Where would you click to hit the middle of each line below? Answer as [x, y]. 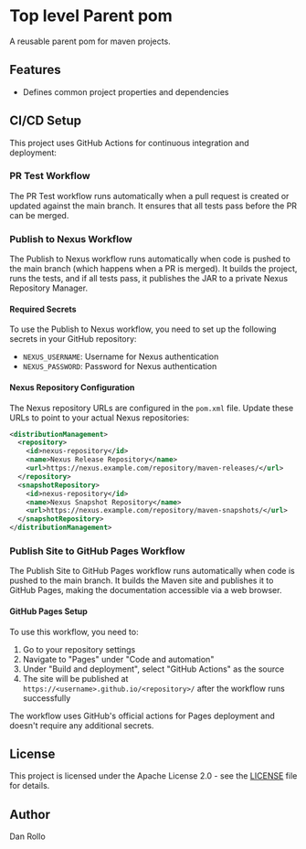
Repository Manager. [49, 288]
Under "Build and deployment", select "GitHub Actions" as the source [153, 669]
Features [35, 70]
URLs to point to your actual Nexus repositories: [100, 418]
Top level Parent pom [91, 16]
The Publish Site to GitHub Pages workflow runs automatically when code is [152, 571]
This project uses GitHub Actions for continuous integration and [129, 143]
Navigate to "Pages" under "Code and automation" [118, 659]
